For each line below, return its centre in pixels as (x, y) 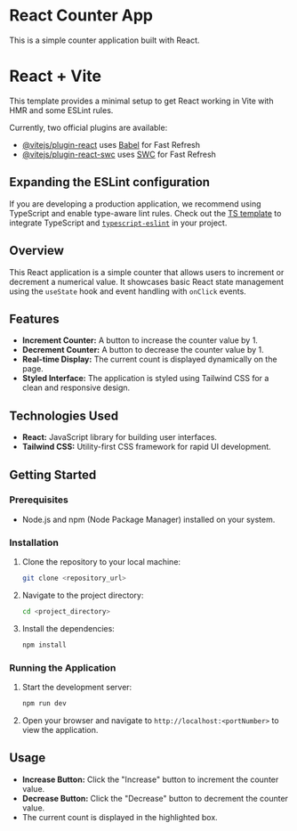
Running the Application (63, 667)
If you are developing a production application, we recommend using (135, 204)
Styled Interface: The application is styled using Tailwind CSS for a (145, 379)
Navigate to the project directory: (83, 595)
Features (34, 318)
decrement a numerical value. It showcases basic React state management (147, 281)
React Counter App (81, 16)
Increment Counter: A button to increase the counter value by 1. (140, 340)
